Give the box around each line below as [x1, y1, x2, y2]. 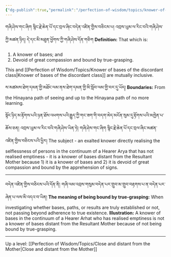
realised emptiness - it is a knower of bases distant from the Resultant [5, 153, 152, 159]
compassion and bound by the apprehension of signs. [5, 164, 119, 170]
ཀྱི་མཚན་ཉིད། [5, 36, 26, 42]
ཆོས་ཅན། [5, 125, 19, 131]
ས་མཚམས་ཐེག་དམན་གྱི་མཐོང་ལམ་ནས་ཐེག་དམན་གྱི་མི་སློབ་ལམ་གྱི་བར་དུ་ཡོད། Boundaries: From [5, 84, 165, 90]
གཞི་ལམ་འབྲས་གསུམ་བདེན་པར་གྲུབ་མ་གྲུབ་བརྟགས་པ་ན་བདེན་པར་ [61, 181, 165, 187]
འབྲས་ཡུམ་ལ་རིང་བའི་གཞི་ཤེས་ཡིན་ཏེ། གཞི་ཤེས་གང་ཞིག [20, 125, 106, 131]
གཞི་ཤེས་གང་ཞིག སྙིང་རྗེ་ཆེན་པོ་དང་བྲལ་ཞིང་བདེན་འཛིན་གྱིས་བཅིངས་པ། [5, 23, 115, 30]
